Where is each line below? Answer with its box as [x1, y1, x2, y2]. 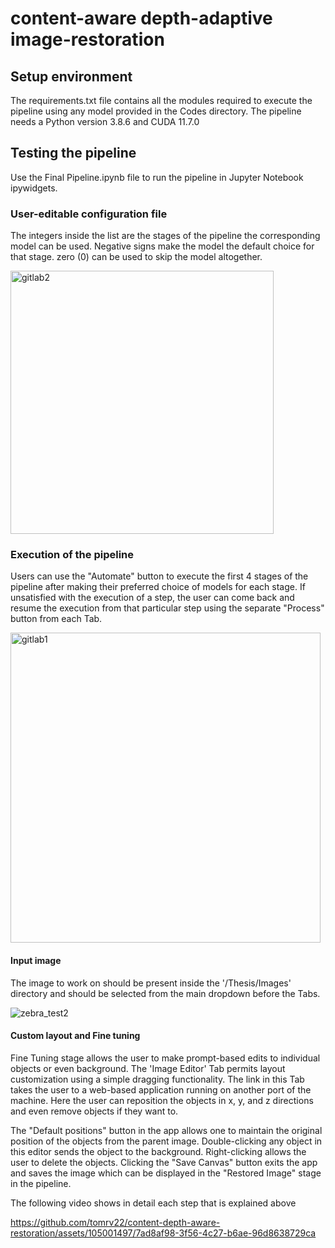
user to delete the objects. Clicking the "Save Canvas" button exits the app [10, 1156, 318, 1168]
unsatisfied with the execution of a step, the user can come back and [10, 592, 295, 604]
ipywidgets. [10, 182, 58, 194]
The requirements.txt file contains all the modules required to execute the [10, 95, 313, 106]
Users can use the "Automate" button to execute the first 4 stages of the [10, 570, 309, 582]
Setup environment [10, 68, 133, 85]
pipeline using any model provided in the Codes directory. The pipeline [10, 105, 302, 117]
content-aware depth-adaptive [10, 7, 273, 30]
